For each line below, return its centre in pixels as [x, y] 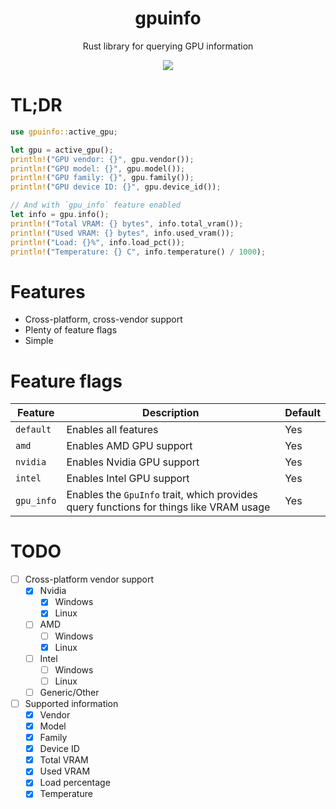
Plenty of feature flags [71, 330]
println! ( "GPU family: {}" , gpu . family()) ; [102, 178]
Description [171, 413]
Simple [39, 341]
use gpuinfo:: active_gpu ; [64, 132]
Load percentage [75, 783]
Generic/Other [69, 692]
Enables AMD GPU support [129, 446]
